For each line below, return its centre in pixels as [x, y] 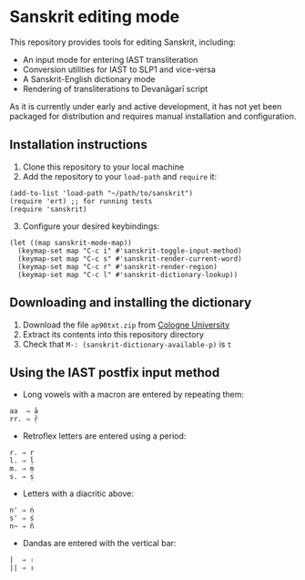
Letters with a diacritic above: [78, 493]
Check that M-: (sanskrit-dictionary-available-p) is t [127, 344]
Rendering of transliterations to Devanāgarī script [115, 88]
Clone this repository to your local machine [103, 167]
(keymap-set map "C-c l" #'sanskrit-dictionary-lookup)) [128, 274]
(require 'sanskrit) [49, 209]
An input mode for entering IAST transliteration [110, 59]
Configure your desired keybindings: [91, 226]
